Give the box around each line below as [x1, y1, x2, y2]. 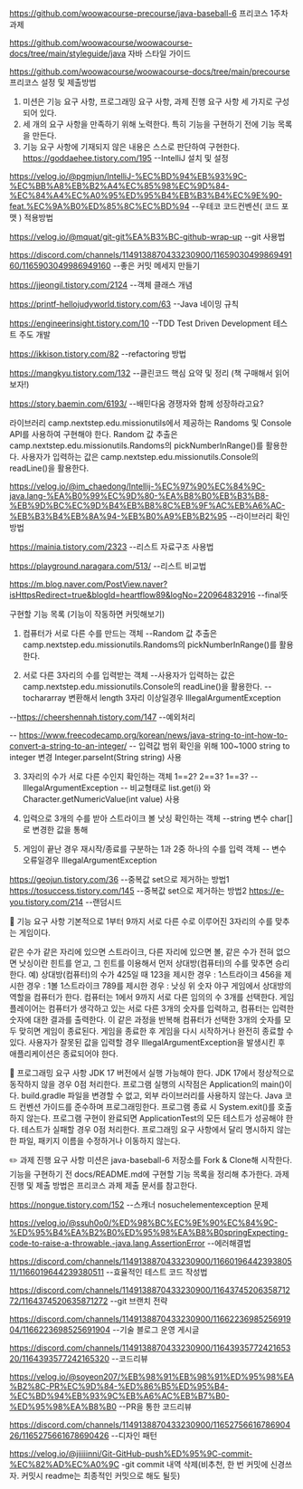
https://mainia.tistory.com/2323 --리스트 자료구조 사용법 [9, 541, 214, 552]
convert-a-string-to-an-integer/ [9, 740, 128, 751]
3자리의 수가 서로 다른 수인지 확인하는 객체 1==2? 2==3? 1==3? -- [22, 771, 259, 781]
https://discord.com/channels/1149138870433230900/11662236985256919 [9, 1313, 291, 1324]
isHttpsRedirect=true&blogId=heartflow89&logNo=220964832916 [9, 589, 256, 600]
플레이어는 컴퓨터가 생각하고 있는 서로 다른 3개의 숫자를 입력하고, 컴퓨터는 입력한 [9, 1003, 294, 1014]
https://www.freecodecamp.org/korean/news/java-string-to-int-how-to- [18, 730, 289, 740]
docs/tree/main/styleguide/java [9, 48, 127, 59]
